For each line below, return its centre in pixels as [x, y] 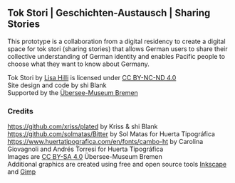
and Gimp [22, 172]
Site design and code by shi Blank [57, 85]
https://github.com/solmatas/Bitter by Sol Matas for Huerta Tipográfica [111, 134]
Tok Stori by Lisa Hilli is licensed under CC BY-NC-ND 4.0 [92, 77]
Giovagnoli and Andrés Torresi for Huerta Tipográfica [85, 149]
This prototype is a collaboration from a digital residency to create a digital [116, 41]
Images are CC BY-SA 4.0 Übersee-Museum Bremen [85, 157]
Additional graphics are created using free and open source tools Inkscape [117, 165]
